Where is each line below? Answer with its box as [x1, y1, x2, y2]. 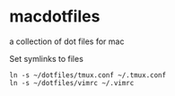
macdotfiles [9, 6, 101, 27]
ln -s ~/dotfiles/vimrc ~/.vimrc [9, 78, 135, 87]
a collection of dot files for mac [9, 36, 125, 47]
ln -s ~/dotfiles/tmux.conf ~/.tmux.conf [9, 70, 167, 80]
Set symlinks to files [9, 53, 83, 64]
